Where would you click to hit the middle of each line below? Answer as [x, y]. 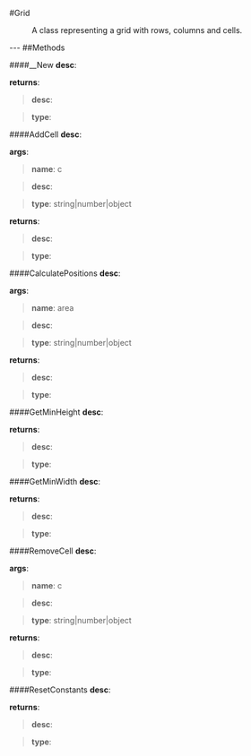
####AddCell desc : [46, 134]
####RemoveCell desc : [53, 551]
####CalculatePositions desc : [65, 273]
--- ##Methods [37, 47]
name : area [52, 308]
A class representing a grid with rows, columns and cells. [137, 30]
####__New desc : [43, 65]
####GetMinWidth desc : [55, 481]
